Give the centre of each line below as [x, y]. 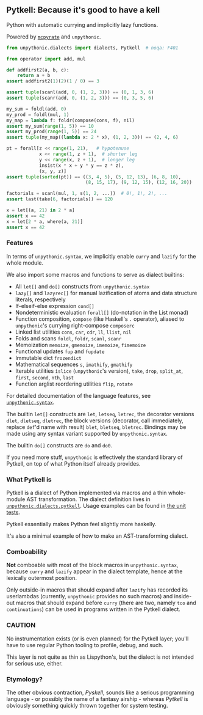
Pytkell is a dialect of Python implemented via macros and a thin [87, 493]
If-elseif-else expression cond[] [55, 306]
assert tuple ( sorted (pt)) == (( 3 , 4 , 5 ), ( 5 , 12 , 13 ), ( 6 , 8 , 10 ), [94, 177]
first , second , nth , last [45, 377]
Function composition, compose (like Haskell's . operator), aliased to [100, 319]
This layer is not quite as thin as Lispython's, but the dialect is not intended [100, 657]
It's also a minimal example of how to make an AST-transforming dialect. [97, 536]
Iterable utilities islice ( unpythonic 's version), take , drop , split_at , [99, 371]
